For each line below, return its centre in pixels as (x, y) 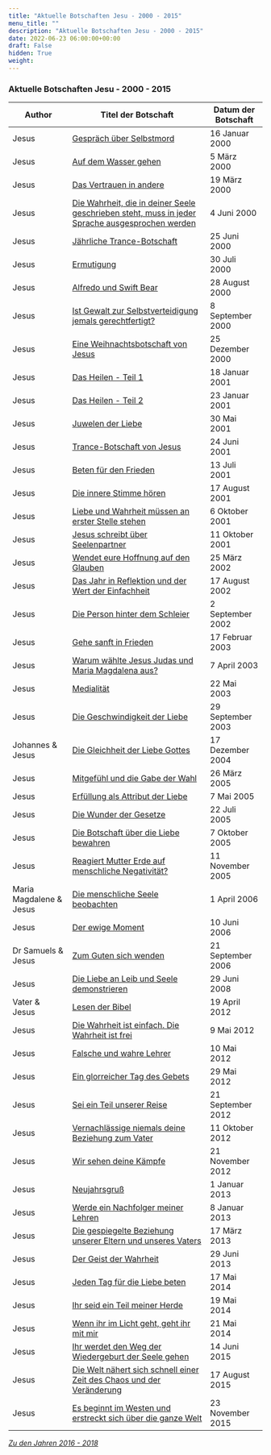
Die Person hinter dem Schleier (131, 614)
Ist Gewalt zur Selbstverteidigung (135, 311)
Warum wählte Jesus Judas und (133, 660)
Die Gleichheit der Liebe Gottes (131, 750)
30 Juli (223, 260)
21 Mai (223, 1324)
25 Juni (224, 236)
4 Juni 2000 (233, 213)
